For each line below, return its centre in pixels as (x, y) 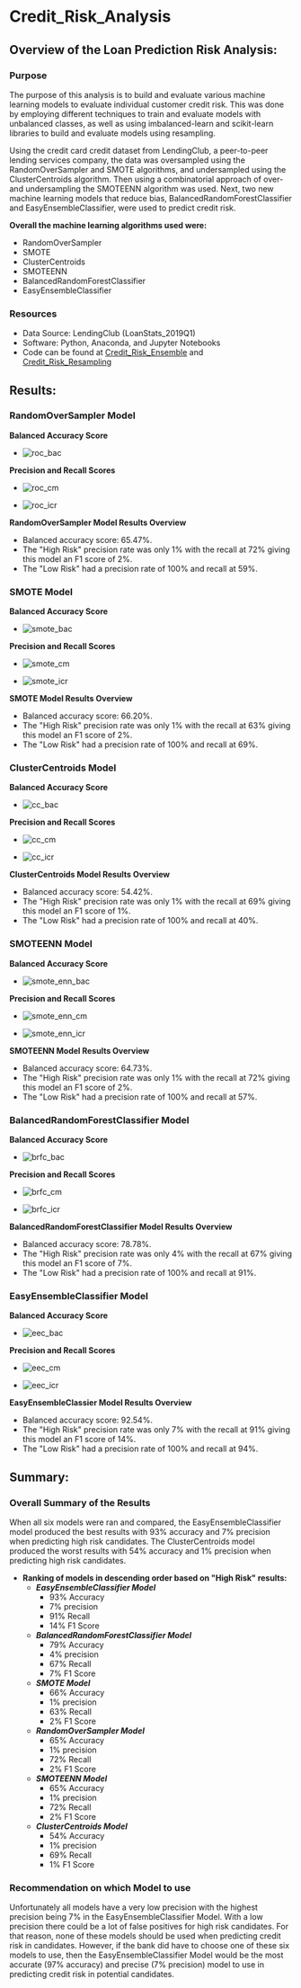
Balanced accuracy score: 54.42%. (88, 892)
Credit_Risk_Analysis (90, 17)
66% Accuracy (77, 1693)
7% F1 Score (72, 1673)
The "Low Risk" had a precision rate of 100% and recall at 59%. (140, 568)
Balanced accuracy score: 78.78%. (87, 1244)
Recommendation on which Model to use (100, 1887)
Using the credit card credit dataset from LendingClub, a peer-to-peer (139, 150)
